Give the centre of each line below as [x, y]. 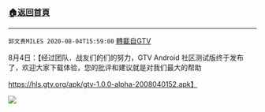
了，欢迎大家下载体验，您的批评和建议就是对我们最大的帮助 [105, 68]
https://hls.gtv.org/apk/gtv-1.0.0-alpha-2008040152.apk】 [103, 84]
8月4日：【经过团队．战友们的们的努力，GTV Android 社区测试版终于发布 [126, 58]
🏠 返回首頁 [29, 12]
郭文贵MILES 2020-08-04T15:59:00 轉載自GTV [80, 41]
